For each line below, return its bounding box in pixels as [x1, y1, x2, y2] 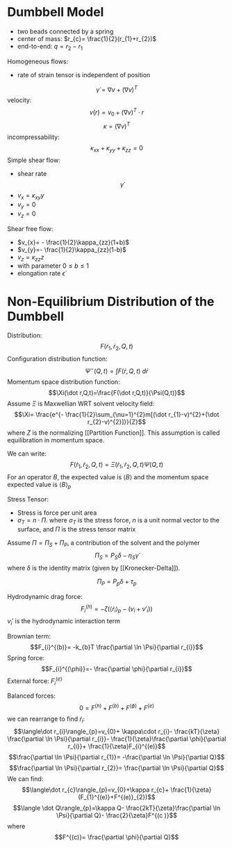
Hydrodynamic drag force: [7, 592, 83, 600]
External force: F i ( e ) [7, 675, 63, 687]
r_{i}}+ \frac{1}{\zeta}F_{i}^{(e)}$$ [67, 742, 166, 750]
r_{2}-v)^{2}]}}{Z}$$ [87, 417, 147, 426]
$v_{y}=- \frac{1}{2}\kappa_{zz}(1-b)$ [17, 245, 127, 254]
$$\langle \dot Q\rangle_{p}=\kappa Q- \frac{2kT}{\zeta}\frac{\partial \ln [13, 803, 221, 812]
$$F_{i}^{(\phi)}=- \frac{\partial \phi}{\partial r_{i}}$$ [41, 664, 192, 673]
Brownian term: [7, 632, 51, 640]
